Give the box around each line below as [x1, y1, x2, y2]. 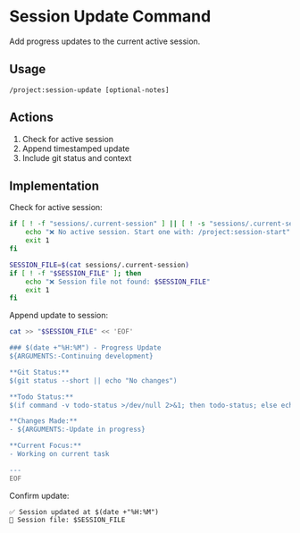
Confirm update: [9, 490, 70, 501]
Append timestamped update [21, 143, 130, 154]
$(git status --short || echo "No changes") [9, 376, 178, 385]
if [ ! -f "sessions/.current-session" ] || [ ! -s [9, 219, 206, 229]
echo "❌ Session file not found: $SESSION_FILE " [25, 277, 211, 286]
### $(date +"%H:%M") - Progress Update [9, 343, 162, 352]
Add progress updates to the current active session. [9, 36, 201, 47]
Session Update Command [9, 6, 212, 27]
